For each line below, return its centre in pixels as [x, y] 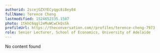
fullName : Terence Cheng [31, 14]
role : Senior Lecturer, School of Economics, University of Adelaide [78, 32]
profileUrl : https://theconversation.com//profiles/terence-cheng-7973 [80, 28]
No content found [23, 46]
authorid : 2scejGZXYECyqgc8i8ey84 [41, 10]
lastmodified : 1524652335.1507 [37, 19]
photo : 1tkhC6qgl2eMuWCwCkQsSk [37, 23]
